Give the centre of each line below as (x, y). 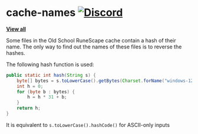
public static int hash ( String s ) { (51, 75)
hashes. (16, 53)
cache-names (41, 13)
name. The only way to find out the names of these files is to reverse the (94, 47)
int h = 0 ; (30, 86)
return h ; (29, 108)
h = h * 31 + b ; (47, 97)
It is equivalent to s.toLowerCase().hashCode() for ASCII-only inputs (88, 125)
